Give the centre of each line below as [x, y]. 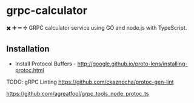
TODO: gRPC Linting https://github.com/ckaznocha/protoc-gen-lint [90, 82]
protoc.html [29, 70]
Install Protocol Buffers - [45, 64]
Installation [28, 49]
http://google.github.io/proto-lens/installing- [132, 64]
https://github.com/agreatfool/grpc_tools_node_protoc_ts [78, 93]
